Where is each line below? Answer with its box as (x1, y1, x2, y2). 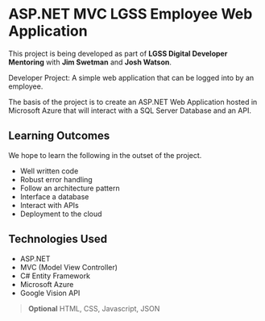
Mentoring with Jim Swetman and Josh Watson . (8, 57, 172, 67)
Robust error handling (19, 174, 93, 184)
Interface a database (19, 191, 89, 202)
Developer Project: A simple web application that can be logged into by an (8, 73, 255, 82)
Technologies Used (8, 232, 107, 246)
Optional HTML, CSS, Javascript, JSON (27, 303, 160, 313)
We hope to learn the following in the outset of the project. (8, 150, 202, 160)
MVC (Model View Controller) (19, 262, 118, 272)
